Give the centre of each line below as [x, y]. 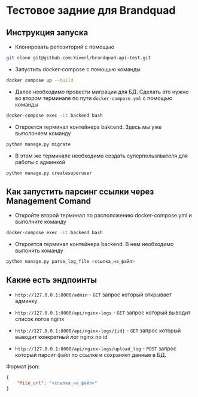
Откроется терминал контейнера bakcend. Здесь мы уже [88, 127]
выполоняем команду [43, 133]
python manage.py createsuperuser [49, 173]
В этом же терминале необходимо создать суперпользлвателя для [101, 156]
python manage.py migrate [38, 144]
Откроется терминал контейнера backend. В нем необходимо [94, 244]
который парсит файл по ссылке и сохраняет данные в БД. [90, 354]
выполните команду [41, 222]
